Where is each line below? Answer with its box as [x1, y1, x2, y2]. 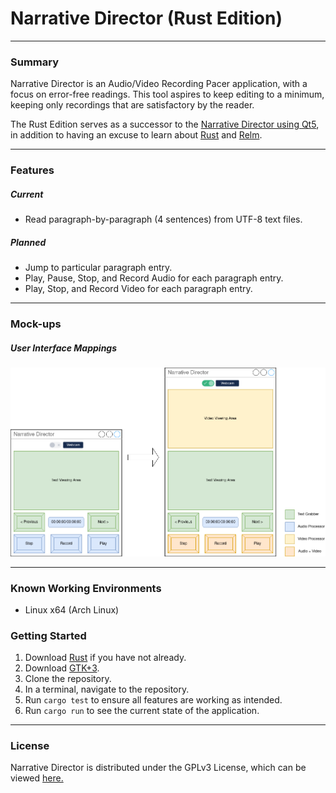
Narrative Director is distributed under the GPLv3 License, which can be [10, 762, 307, 774]
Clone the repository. [24, 673, 112, 685]
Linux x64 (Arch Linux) [24, 603, 120, 616]
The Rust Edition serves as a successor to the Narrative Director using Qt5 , [10, 118, 320, 131]
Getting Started [10, 628, 87, 642]
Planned [10, 236, 47, 248]
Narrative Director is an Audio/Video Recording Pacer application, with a [10, 78, 308, 90]
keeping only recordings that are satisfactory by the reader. [10, 99, 255, 111]
